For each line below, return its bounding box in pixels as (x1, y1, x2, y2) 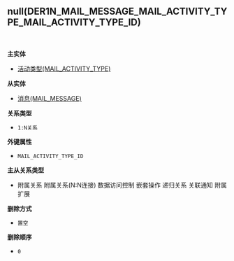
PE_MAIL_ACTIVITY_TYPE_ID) (7, 17, 141, 29)
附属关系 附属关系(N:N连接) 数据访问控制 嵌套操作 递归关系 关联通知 (17, 181, 213, 189)
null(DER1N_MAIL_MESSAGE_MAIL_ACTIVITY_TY (7, 6, 228, 17)
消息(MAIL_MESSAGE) (17, 94, 82, 102)
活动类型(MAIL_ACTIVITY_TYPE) (17, 64, 111, 73)
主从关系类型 (7, 166, 44, 174)
